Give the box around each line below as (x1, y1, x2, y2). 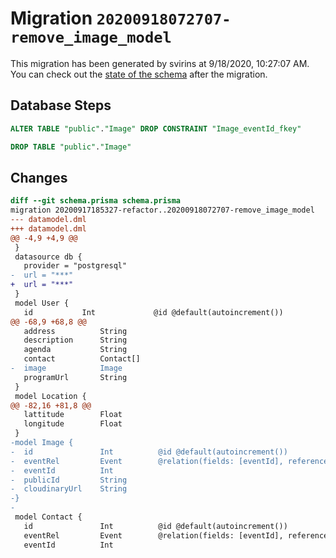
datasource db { (14, 252, 83, 262)
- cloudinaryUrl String (10, 484, 128, 494)
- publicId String (10, 475, 128, 485)
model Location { (14, 391, 87, 401)
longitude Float (23, 419, 123, 429)
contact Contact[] (23, 354, 141, 364)
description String (23, 335, 128, 346)
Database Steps (10, 97, 112, 114)
